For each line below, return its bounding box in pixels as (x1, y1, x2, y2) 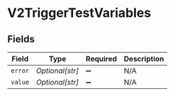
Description (123, 54, 164, 64)
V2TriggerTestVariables (7, 5, 152, 21)
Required (86, 54, 118, 64)
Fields (7, 33, 35, 45)
